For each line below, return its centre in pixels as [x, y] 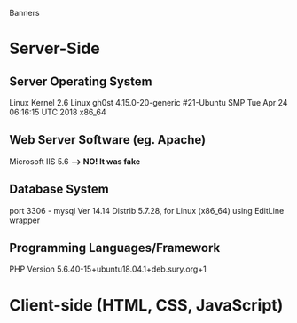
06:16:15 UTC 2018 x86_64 [58, 112]
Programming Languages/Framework [115, 248]
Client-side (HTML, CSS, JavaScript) [146, 305]
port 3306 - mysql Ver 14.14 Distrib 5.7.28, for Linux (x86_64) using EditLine [147, 210]
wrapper [25, 220]
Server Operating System [81, 81]
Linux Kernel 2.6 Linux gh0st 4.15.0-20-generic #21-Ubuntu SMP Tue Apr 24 [148, 102]
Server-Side [55, 49]
